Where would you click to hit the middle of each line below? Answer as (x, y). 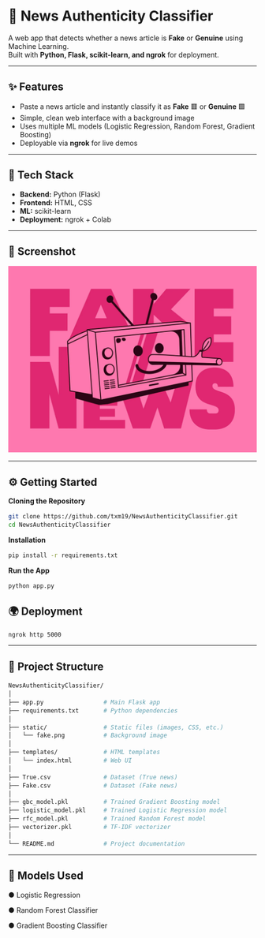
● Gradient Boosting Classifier (58, 925)
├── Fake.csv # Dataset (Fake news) (93, 785)
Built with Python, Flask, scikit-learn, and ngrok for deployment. (114, 54)
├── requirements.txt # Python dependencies (93, 710)
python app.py (32, 586)
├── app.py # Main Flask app (84, 702)
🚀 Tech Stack (41, 176)
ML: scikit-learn (45, 211)
